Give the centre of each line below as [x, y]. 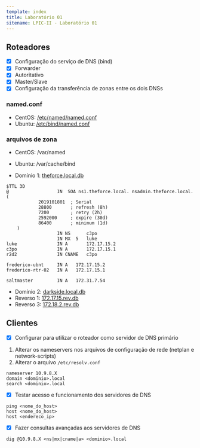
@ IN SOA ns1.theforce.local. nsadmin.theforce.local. [100, 192]
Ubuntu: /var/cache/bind [45, 164]
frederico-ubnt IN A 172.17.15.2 [56, 265]
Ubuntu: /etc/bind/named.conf [52, 124]
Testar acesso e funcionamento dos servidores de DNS [83, 395]
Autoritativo [29, 75]
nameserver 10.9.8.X [32, 373]
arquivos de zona [32, 139]
